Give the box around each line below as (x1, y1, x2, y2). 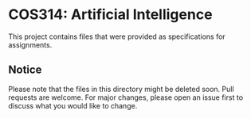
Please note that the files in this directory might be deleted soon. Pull (8, 84, 234, 93)
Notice (8, 63, 42, 77)
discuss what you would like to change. (8, 101, 138, 110)
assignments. (8, 40, 53, 49)
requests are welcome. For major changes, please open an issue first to (8, 93, 244, 102)
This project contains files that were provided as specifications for (8, 32, 226, 41)
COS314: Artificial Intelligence (8, 6, 213, 24)
